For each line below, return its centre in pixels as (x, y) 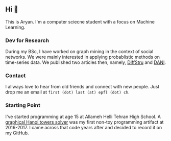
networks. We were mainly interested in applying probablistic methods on (82, 57)
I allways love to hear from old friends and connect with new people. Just (82, 87)
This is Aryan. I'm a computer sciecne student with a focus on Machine (80, 21)
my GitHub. (17, 133)
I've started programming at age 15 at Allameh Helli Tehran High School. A (83, 116)
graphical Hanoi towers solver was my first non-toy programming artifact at (84, 122)
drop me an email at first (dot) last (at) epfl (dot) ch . (67, 92)
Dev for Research (27, 40)
